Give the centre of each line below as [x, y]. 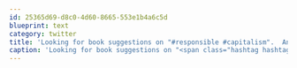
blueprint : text [39, 26]
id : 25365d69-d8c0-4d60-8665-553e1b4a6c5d [88, 17]
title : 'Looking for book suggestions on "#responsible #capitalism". [142, 42]
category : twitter [43, 34]
